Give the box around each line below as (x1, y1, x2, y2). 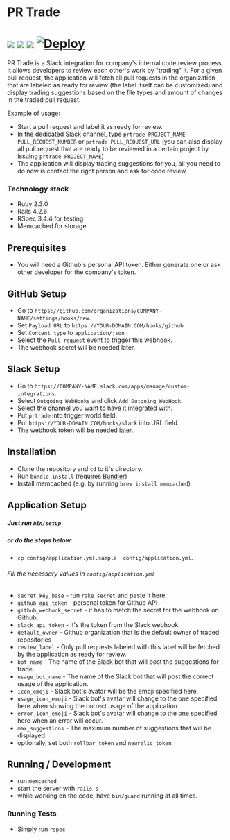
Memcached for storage (17, 222, 87, 230)
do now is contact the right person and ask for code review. (17, 167, 188, 175)
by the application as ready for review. (17, 650, 127, 658)
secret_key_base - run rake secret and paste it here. (17, 591, 168, 599)
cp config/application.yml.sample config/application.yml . (17, 554, 193, 562)
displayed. (17, 731, 47, 739)
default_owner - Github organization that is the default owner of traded (17, 628, 220, 636)
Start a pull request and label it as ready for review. (17, 123, 163, 131)
